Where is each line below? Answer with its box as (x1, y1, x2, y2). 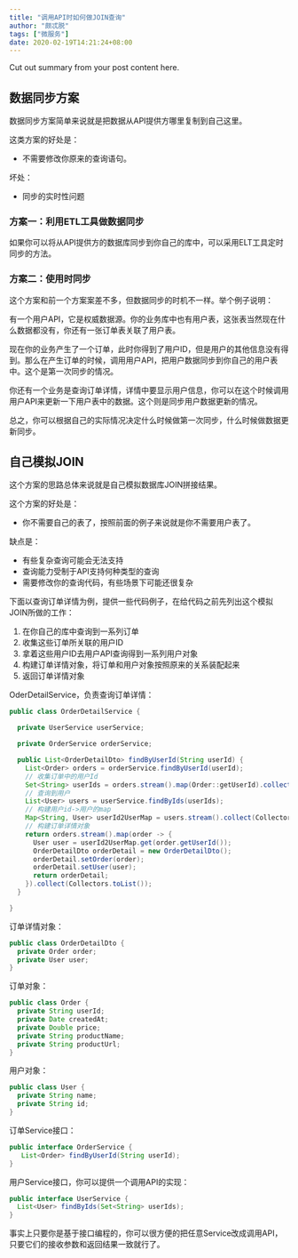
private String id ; (17, 1100, 90, 1109)
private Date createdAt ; (17, 1015, 109, 1024)
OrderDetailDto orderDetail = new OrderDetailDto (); (32, 846, 232, 855)
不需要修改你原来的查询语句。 (21, 153, 131, 164)
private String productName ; (17, 1031, 125, 1040)
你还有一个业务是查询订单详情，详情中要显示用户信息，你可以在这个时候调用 (9, 384, 289, 396)
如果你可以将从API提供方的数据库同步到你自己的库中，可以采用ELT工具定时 (9, 237, 284, 248)
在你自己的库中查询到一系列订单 (21, 626, 139, 637)
